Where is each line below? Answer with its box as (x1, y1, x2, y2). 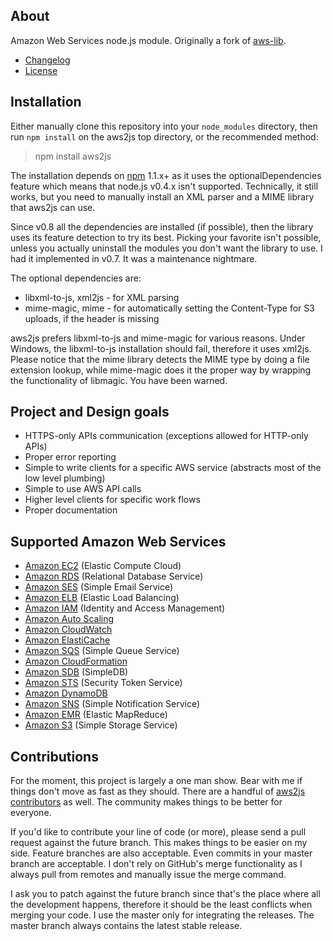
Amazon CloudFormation (24, 655, 128, 668)
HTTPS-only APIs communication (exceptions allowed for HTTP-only (24, 430, 309, 442)
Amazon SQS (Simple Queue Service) (24, 645, 180, 657)
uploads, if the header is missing (24, 312, 160, 324)
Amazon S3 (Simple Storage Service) (24, 719, 178, 731)
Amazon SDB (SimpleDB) (24, 666, 129, 678)
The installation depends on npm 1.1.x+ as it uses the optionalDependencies (10, 169, 322, 181)
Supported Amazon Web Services (10, 533, 227, 550)
